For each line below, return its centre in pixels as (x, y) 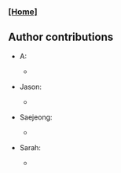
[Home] (23, 12)
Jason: (30, 86)
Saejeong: (36, 117)
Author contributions (61, 37)
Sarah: (30, 147)
